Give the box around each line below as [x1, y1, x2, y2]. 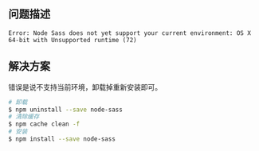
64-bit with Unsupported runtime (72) [8, 36, 137, 44]
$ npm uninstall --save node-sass [8, 106, 124, 114]
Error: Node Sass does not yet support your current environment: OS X [8, 29, 251, 37]
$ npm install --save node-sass [8, 135, 116, 143]
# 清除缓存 [8, 113, 40, 121]
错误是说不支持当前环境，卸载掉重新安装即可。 [8, 82, 162, 91]
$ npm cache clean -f [8, 120, 80, 129]
